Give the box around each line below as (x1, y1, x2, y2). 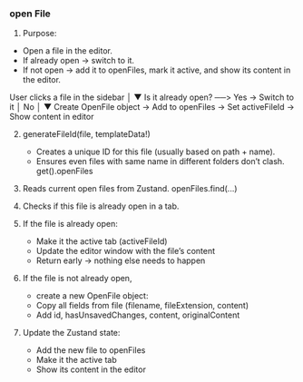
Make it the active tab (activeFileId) (35, 236, 168, 247)
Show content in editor (9, 112, 94, 122)
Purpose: (22, 28, 57, 39)
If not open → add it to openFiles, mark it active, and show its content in (22, 64, 291, 75)
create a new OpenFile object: (35, 290, 149, 301)
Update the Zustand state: (22, 328, 121, 338)
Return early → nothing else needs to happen (35, 255, 206, 266)
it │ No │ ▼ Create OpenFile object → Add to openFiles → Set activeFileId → (9, 102, 295, 113)
